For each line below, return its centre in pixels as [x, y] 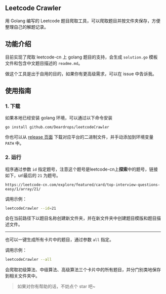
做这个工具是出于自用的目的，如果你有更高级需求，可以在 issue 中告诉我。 [81, 73]
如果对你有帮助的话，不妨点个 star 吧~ [56, 287]
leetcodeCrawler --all [28, 260]
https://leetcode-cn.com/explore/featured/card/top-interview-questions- [83, 185]
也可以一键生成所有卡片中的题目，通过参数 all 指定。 [60, 239]
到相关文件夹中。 [22, 276]
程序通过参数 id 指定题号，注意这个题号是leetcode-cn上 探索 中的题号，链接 [82, 169]
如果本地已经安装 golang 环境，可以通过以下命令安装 [59, 118]
